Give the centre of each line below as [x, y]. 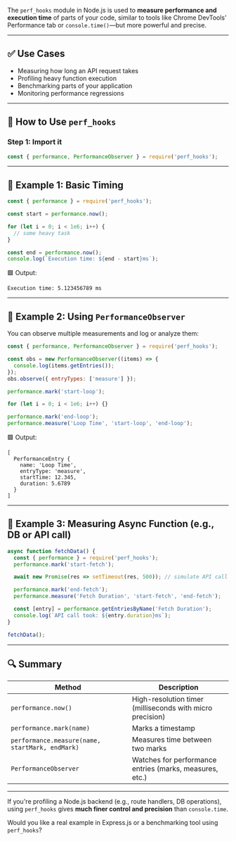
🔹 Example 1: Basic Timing [66, 185]
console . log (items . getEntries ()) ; [64, 365]
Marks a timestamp [163, 728]
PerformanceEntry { [42, 459]
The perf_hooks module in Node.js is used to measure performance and [112, 10]
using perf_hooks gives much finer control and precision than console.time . [118, 809]
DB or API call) [39, 535]
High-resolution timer [168, 700]
